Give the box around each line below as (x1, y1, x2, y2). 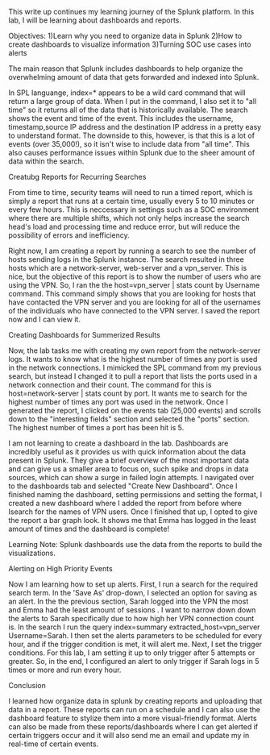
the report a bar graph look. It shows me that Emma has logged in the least (8, 516, 256, 525)
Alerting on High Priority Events (8, 564, 113, 573)
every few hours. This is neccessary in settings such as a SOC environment (8, 205, 260, 214)
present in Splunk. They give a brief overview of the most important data (8, 455, 250, 465)
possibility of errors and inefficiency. (8, 230, 131, 240)
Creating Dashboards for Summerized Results (8, 330, 161, 339)
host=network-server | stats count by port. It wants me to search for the (8, 388, 247, 398)
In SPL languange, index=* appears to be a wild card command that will (8, 88, 246, 97)
